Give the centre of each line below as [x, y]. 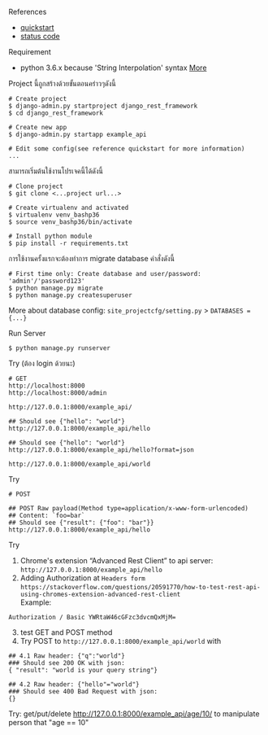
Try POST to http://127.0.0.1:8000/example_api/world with [121, 641]
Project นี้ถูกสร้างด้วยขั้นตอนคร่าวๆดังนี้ [62, 83]
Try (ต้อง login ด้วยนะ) [42, 363]
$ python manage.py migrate [56, 288]
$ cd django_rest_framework [56, 113]
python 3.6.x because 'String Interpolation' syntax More [113, 68]
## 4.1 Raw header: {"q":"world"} [67, 656]
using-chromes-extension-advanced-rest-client [100, 594]
